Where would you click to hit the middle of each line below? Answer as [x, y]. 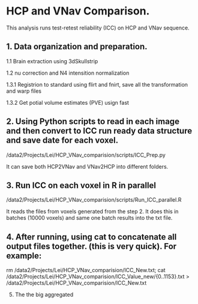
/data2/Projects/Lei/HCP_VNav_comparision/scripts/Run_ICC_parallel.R [94, 200]
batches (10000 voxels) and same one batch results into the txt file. [89, 218]
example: [24, 256]
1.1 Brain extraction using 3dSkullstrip [52, 61]
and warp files [24, 91]
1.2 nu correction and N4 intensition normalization [68, 73]
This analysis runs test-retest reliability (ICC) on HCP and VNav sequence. [98, 28]
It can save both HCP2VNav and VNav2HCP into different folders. [87, 166]
